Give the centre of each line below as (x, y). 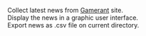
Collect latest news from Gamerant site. (65, 10)
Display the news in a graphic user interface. (73, 18)
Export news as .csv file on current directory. (73, 25)
